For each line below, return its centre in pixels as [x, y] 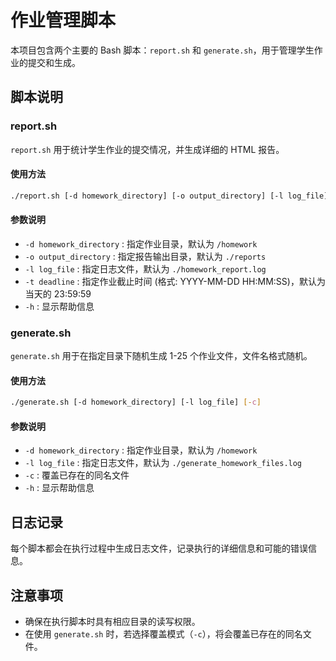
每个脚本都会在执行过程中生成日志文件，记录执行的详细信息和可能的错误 [159, 548]
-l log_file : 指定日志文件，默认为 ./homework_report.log [145, 268]
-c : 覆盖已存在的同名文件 [77, 475]
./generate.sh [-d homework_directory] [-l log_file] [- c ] [136, 402]
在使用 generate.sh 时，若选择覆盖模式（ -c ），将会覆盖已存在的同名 [163, 634]
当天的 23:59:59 [58, 293]
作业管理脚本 [63, 20]
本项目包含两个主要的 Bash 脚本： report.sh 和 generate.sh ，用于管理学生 [162, 50]
